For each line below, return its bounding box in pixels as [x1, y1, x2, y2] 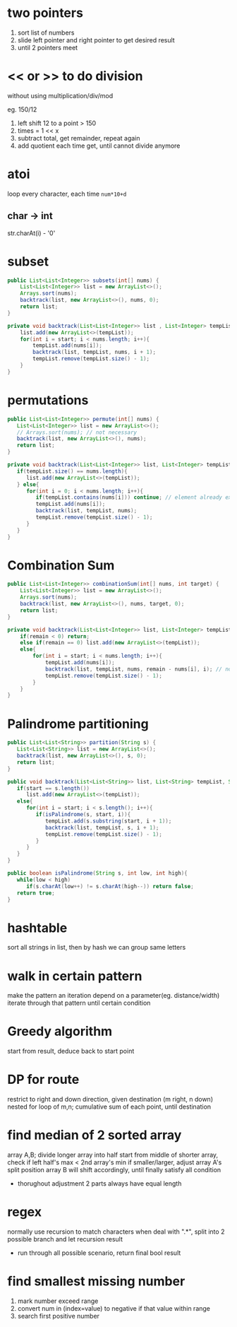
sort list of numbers [17, 28, 75, 37]
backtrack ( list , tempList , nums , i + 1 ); [32, 348, 157, 356]
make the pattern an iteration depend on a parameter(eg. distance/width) [7, 991, 220, 1000]
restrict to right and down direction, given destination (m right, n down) [7, 1095, 214, 1104]
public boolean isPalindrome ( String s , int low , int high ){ [7, 870, 188, 877]
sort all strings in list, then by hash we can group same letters [7, 943, 186, 952]
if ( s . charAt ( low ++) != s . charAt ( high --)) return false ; [25, 883, 194, 890]
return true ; [16, 889, 55, 897]
